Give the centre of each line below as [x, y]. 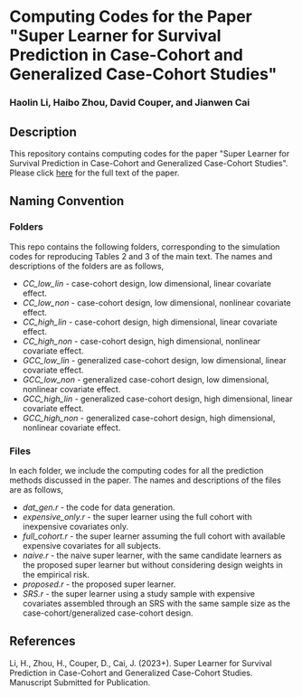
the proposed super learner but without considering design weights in [152, 565]
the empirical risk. [56, 574]
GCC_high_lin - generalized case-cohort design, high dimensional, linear [157, 399]
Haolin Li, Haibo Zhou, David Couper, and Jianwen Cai [130, 103]
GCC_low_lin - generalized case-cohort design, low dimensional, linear [154, 360]
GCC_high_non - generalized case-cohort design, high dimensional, [149, 418]
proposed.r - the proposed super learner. [99, 584]
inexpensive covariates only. [75, 526]
